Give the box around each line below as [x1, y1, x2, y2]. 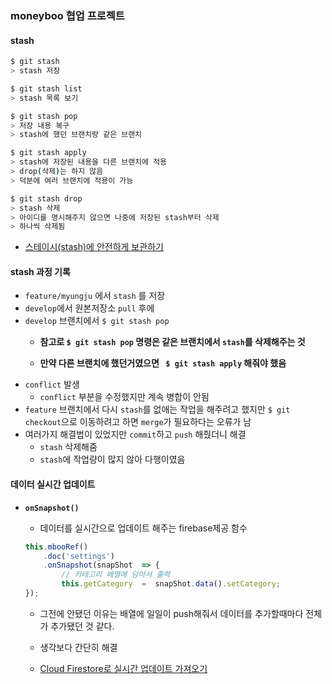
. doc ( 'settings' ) [43, 551, 116, 561]
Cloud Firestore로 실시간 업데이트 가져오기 [39, 662, 208, 674]
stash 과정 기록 [10, 265, 71, 277]
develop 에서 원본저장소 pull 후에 [24, 302, 155, 314]
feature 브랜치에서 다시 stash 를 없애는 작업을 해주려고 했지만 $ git [24, 403, 291, 416]
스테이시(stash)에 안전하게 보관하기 [24, 241, 164, 253]
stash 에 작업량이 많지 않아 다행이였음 [39, 453, 186, 466]
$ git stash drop [10, 193, 83, 204]
